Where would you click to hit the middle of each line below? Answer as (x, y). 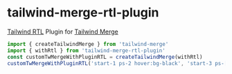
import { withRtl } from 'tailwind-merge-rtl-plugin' (87, 50)
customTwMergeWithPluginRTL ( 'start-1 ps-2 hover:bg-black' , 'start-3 (110, 63)
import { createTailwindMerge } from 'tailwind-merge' (88, 44)
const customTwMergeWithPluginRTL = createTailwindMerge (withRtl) (105, 57)
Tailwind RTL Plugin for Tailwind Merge (63, 32)
